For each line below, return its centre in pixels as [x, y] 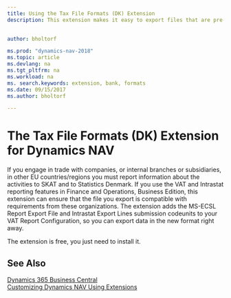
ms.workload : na [30, 76]
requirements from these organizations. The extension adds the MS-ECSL [112, 206]
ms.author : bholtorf [37, 96]
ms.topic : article [33, 58]
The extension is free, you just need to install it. [74, 242]
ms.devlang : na [29, 64]
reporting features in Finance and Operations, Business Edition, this [102, 192]
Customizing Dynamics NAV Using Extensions [72, 287]
